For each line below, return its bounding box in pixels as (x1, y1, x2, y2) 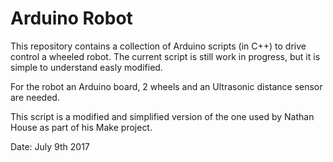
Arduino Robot (10, 7, 133, 30)
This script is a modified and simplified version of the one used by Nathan (10, 110, 315, 122)
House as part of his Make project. (10, 121, 153, 133)
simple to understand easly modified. (10, 61, 163, 73)
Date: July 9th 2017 (10, 140, 90, 152)
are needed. (10, 91, 60, 103)
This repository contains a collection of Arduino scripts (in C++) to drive (10, 40, 307, 52)
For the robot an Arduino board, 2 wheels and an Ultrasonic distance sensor (10, 80, 323, 92)
